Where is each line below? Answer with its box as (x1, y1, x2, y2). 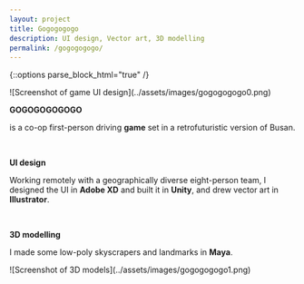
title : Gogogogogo (9, 24, 79, 34)
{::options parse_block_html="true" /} (9, 69, 150, 81)
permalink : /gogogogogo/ (9, 44, 103, 53)
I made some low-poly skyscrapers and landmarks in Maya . (9, 247, 233, 258)
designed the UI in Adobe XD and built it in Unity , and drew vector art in (9, 184, 279, 195)
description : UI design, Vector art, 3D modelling (9, 34, 205, 43)
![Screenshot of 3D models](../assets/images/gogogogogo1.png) (9, 264, 251, 276)
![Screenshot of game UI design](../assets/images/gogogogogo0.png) (9, 87, 271, 98)
